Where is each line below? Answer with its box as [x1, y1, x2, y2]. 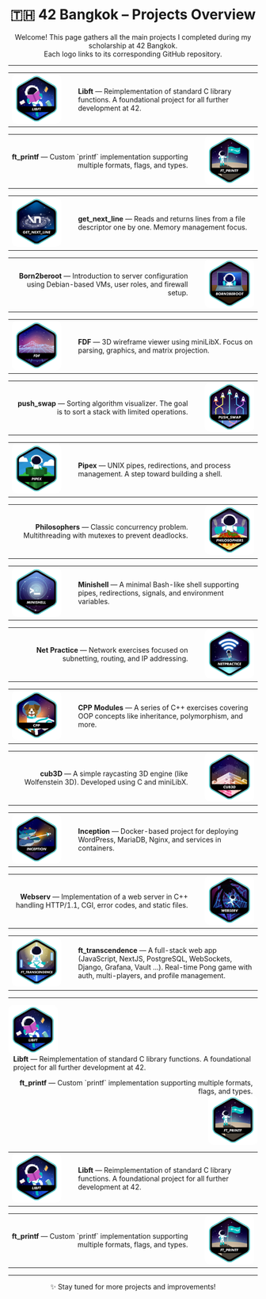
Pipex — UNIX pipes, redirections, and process [78, 461, 231, 470]
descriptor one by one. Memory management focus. [78, 222, 248, 232]
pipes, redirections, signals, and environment [78, 588, 224, 597]
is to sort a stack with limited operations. [56, 407, 188, 417]
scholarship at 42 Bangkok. [88, 40, 178, 50]
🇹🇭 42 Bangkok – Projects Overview [10, 6, 256, 24]
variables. [78, 596, 110, 606]
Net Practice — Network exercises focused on [36, 646, 188, 655]
